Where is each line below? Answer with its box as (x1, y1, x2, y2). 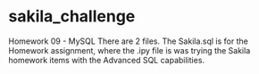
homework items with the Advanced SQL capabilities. (8, 54, 205, 65)
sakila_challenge (8, 6, 136, 27)
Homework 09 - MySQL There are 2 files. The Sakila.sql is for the (8, 36, 249, 46)
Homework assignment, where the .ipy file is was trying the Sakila (8, 45, 251, 55)
